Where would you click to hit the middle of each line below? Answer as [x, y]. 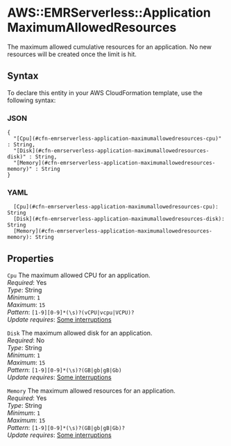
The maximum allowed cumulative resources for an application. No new [109, 47]
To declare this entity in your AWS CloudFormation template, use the [105, 92]
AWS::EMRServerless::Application [109, 13]
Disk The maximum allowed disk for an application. [80, 333]
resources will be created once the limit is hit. [72, 54]
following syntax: [32, 100]
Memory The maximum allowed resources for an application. [91, 391]
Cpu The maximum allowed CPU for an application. [79, 275]
